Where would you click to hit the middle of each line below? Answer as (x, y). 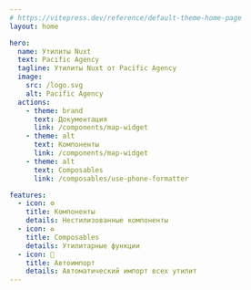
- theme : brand (55, 110)
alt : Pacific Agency (65, 93)
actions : (34, 102)
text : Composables (68, 170)
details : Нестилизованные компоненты (97, 221)
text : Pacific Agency (59, 60)
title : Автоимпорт (60, 263)
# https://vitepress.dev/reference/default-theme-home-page (126, 18)
